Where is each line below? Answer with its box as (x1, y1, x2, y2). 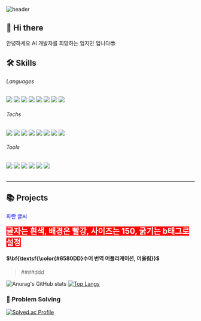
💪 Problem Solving (6, 295, 61, 303)
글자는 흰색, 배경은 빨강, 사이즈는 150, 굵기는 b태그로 (6, 226, 190, 236)
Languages (6, 78, 35, 85)
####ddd (20, 268, 44, 276)
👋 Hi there (6, 23, 44, 33)
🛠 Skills (6, 58, 37, 68)
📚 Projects (6, 193, 48, 203)
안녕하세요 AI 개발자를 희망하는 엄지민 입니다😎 (6, 39, 116, 47)
